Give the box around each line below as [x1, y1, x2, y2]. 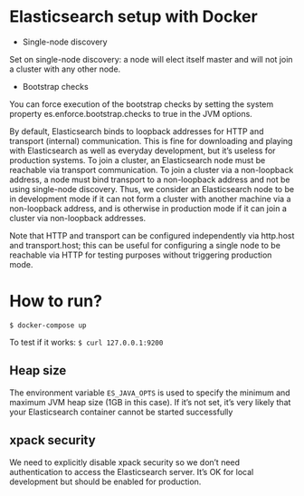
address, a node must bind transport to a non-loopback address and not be [9, 174, 291, 185]
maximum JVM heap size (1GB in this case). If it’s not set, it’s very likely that [9, 396, 291, 407]
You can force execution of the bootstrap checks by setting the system [9, 98, 274, 110]
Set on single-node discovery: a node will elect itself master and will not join [9, 53, 293, 64]
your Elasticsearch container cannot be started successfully [9, 406, 233, 417]
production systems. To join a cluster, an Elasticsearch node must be [9, 154, 266, 165]
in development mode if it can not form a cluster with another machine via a [9, 193, 291, 204]
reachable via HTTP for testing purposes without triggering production [9, 249, 272, 260]
